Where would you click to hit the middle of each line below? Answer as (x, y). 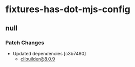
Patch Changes (25, 43)
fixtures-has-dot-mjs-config (68, 9)
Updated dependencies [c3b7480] (49, 53)
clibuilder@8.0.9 (38, 59)
